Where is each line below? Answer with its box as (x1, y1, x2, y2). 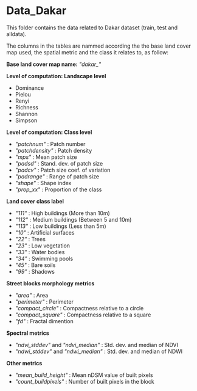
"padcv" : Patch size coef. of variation (15, 166, 111, 174)
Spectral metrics (6, 329, 50, 337)
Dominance (15, 84, 44, 92)
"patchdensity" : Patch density (15, 147, 92, 154)
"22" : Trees (15, 235, 46, 243)
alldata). (6, 30, 27, 37)
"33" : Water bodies (15, 248, 65, 255)
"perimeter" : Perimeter (15, 298, 74, 305)
